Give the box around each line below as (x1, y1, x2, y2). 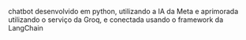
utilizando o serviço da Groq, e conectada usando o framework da (8, 15, 224, 24)
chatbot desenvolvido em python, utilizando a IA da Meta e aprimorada (8, 7, 239, 16)
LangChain (8, 24, 43, 32)
